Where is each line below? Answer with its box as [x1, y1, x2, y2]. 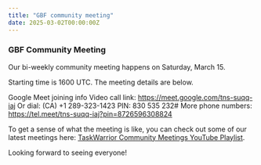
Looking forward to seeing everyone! [8, 148, 128, 157]
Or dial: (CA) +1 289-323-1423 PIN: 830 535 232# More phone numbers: [16, 101, 252, 110]
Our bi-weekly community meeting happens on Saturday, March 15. [8, 62, 226, 71]
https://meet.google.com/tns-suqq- [137, 92, 253, 102]
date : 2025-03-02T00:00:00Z [8, 19, 100, 27]
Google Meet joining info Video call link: [8, 92, 136, 102]
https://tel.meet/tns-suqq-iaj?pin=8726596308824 [8, 109, 172, 118]
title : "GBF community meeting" [8, 11, 114, 20]
